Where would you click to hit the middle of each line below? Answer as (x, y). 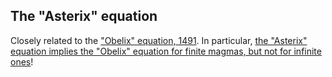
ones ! (22, 61)
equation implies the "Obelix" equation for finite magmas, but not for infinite (166, 51)
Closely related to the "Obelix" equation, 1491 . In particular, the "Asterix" (159, 40)
